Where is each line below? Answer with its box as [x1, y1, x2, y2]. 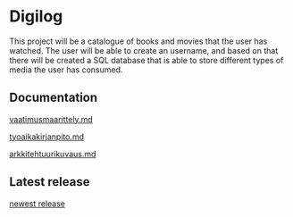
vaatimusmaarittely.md [9, 113, 93, 124]
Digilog [9, 6, 63, 27]
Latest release [9, 174, 90, 189]
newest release [9, 198, 65, 209]
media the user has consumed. [9, 64, 123, 75]
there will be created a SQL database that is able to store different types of [9, 54, 284, 65]
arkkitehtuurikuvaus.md [9, 148, 96, 159]
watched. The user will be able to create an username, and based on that [9, 45, 279, 55]
